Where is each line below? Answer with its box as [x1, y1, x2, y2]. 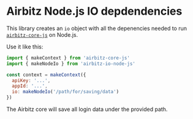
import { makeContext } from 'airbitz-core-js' [6, 55, 131, 61]
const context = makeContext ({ [6, 72, 86, 78]
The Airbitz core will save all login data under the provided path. [6, 106, 168, 113]
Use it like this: [6, 43, 44, 50]
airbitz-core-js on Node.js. [6, 31, 78, 38]
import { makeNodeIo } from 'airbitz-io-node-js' [6, 60, 136, 67]
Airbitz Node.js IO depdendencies [6, 4, 183, 18]
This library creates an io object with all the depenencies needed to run [6, 25, 187, 32]
